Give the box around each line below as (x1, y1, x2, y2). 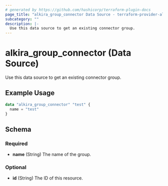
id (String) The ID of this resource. (12, 175, 83, 181)
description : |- (5, 21, 39, 26)
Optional (5, 164, 26, 171)
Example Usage (5, 89, 55, 97)
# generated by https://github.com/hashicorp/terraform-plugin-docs (5, 7, 151, 12)
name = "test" (9, 107, 39, 112)
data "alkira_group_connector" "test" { (5, 102, 91, 107)
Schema (5, 125, 31, 134)
